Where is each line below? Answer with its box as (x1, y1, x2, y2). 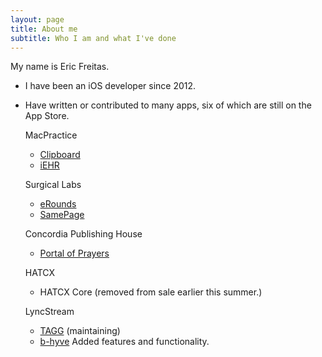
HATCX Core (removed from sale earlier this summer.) (39, 286, 263, 298)
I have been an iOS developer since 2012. (24, 80, 197, 92)
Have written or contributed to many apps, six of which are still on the (24, 99, 312, 111)
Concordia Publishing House (24, 228, 143, 240)
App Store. (24, 110, 70, 122)
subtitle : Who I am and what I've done (10, 33, 177, 43)
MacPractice (24, 129, 78, 141)
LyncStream (24, 306, 75, 318)
